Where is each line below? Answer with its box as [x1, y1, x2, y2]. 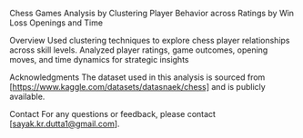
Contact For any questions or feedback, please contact [9, 109, 217, 119]
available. [9, 91, 45, 102]
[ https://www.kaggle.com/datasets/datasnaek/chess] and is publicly [9, 82, 266, 92]
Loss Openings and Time [9, 17, 103, 28]
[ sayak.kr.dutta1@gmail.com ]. [9, 118, 120, 129]
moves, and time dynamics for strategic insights [9, 54, 189, 64]
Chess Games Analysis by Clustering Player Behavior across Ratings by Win [9, 8, 294, 18]
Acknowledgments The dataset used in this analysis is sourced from [9, 72, 266, 83]
